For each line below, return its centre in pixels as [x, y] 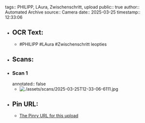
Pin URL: [25, 104]
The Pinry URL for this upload [49, 116]
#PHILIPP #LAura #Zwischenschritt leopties [63, 44]
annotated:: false [29, 84]
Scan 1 [20, 73]
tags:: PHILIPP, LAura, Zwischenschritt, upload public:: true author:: [72, 7]
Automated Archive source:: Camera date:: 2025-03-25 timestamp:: [73, 12]
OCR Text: [28, 33]
